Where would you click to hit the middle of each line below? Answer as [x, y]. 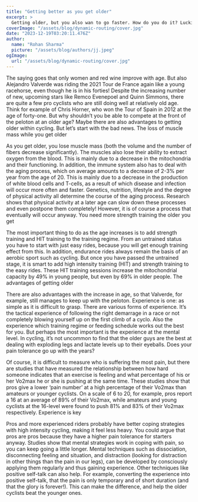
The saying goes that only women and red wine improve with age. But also [97, 78]
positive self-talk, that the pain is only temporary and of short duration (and [98, 480]
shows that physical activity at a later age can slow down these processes [96, 202]
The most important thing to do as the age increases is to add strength [92, 232]
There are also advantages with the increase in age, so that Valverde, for [94, 294]
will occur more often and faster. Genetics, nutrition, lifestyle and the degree [99, 190]
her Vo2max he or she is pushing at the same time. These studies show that [98, 381]
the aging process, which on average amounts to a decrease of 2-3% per [95, 171]
